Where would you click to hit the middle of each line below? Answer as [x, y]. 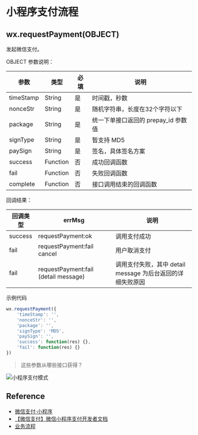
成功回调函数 [110, 162]
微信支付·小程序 [34, 411]
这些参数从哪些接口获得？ [52, 365]
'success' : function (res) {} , [54, 342]
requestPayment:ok [65, 236]
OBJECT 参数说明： [30, 62]
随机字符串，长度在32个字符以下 [137, 109]
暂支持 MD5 [108, 140]
